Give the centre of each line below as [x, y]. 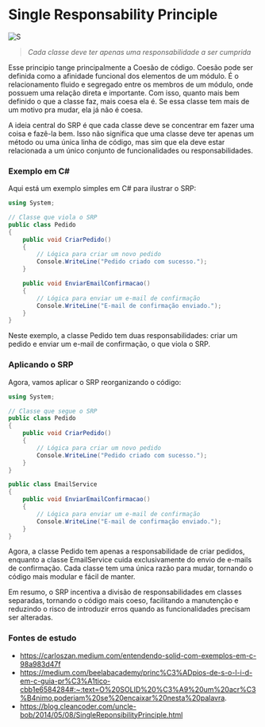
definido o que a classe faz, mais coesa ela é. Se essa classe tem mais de [129, 101]
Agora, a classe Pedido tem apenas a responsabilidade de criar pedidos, [127, 551]
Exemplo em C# [39, 171]
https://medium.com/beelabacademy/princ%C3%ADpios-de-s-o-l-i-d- [136, 672]
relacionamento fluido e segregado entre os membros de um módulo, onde [131, 84]
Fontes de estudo [42, 638]
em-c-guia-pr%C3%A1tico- [65, 681]
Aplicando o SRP [41, 365]
